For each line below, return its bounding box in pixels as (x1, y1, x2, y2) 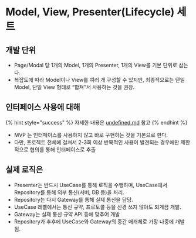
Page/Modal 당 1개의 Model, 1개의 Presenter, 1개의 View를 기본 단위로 (13, 62, 177, 68)
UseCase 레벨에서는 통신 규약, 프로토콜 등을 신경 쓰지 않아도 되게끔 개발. (13, 203, 181, 211)
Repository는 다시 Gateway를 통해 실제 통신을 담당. (13, 196, 133, 203)
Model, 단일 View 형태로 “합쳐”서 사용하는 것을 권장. (13, 84, 135, 91)
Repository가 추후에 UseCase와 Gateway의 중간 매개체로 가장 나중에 (13, 218, 174, 225)
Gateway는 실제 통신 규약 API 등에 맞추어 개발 (13, 211, 120, 218)
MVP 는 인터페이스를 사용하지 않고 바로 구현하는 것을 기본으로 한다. (13, 131, 168, 138)
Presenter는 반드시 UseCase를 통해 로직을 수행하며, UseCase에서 (13, 181, 168, 188)
